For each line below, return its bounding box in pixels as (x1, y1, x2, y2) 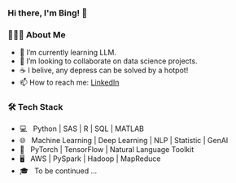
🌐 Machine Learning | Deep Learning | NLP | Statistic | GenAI (19, 135, 229, 145)
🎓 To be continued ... (19, 166, 98, 176)
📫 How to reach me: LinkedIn (19, 77, 120, 88)
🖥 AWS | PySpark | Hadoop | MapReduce (19, 154, 161, 163)
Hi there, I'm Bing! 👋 (7, 7, 88, 19)
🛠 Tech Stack (7, 102, 63, 113)
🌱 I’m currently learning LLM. (19, 48, 117, 58)
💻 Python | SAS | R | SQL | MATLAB (19, 124, 144, 133)
